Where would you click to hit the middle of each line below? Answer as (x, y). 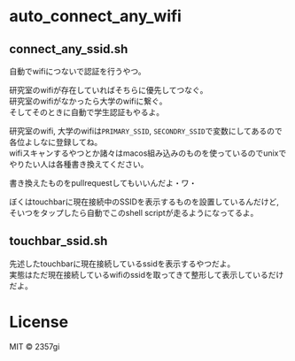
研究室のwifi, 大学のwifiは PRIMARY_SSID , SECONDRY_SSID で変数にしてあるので (146, 131)
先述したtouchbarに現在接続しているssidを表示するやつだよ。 (122, 264)
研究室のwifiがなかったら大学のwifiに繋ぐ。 (88, 101)
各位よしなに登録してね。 (56, 142)
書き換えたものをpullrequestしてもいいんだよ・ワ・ (103, 183)
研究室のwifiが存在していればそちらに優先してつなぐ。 (109, 90)
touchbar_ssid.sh (58, 241)
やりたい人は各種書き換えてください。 (79, 164)
